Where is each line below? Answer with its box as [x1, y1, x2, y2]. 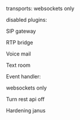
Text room [6, 61, 31, 68]
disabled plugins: [6, 16, 47, 23]
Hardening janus [6, 107, 46, 114]
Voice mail [6, 50, 31, 57]
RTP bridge [6, 39, 33, 46]
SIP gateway [6, 28, 36, 35]
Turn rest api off [6, 96, 45, 102]
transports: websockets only [6, 5, 75, 12]
